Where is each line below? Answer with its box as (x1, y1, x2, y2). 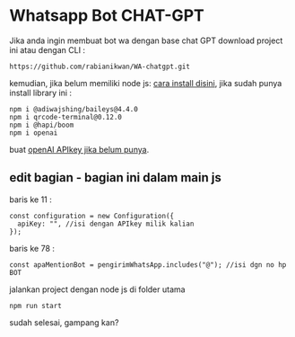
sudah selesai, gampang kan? (9, 316, 119, 328)
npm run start (9, 301, 63, 310)
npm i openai (9, 128, 58, 137)
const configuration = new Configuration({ (9, 211, 175, 220)
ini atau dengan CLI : (9, 44, 86, 55)
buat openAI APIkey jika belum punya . (9, 144, 150, 155)
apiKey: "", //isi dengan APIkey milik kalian (17, 219, 195, 228)
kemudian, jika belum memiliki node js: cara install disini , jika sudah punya (9, 77, 282, 88)
